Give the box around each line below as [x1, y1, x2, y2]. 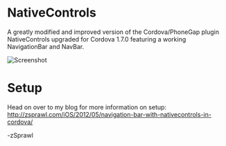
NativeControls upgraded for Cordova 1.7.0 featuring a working [7, 35, 186, 43]
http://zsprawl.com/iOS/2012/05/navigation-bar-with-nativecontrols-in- [7, 110, 211, 118]
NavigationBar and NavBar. [7, 42, 85, 51]
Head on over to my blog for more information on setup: [7, 102, 167, 111]
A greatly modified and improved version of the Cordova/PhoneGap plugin [7, 28, 220, 36]
